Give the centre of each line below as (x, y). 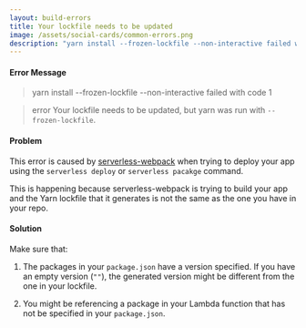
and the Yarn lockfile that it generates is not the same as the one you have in (153, 198)
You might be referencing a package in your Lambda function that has (154, 303)
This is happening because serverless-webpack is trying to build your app (149, 189)
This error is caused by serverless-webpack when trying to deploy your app (152, 161)
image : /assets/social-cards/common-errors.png (102, 35)
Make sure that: (39, 249)
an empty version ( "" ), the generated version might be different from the (158, 276)
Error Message (38, 72)
